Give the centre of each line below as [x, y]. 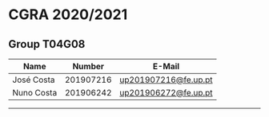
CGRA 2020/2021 [68, 15]
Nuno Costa [35, 93]
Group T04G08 [47, 44]
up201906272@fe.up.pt [167, 93]
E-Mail [166, 66]
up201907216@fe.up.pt [167, 80]
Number [88, 66]
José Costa [34, 80]
